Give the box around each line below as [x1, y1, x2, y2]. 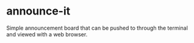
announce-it [6, 4, 71, 18]
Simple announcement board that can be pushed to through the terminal [6, 24, 188, 31]
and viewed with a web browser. [6, 30, 88, 38]
